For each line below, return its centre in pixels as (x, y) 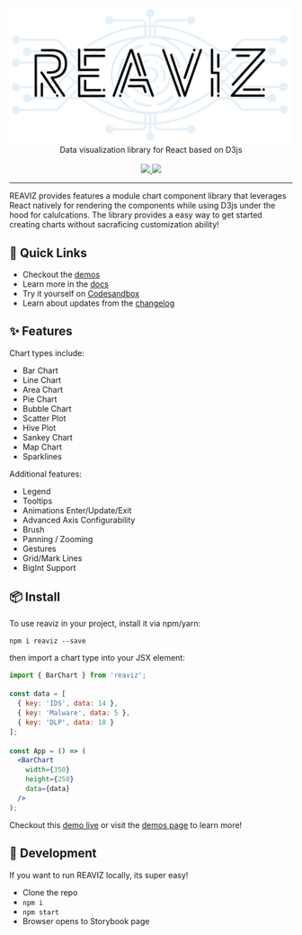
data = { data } (48, 789)
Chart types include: (47, 352)
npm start (41, 912)
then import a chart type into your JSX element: (98, 657)
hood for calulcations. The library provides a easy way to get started (136, 215)
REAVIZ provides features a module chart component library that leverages (148, 196)
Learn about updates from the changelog (98, 303)
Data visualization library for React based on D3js (151, 150)
